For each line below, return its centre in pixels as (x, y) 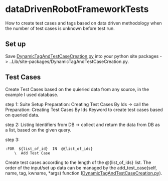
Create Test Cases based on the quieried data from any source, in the (77, 89)
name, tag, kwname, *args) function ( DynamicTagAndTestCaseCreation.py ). (84, 173)
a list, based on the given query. (38, 130)
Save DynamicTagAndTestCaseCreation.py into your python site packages (82, 56)
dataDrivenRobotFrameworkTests (77, 9)
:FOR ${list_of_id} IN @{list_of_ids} (49, 148)
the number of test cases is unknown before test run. (60, 28)
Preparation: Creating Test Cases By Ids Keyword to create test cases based (84, 109)
